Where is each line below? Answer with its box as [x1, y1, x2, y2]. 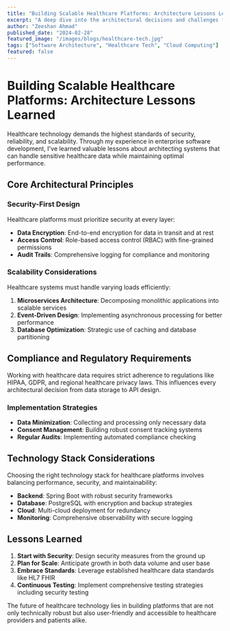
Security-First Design [7, 200, 81, 209]
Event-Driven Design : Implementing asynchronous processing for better [16, 310, 222, 319]
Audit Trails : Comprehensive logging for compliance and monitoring [16, 250, 210, 258]
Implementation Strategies [7, 402, 98, 412]
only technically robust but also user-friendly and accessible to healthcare [7, 608, 217, 617]
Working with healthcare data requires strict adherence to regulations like [7, 371, 214, 379]
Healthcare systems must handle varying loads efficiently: [7, 283, 171, 291]
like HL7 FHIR [16, 573, 55, 582]
